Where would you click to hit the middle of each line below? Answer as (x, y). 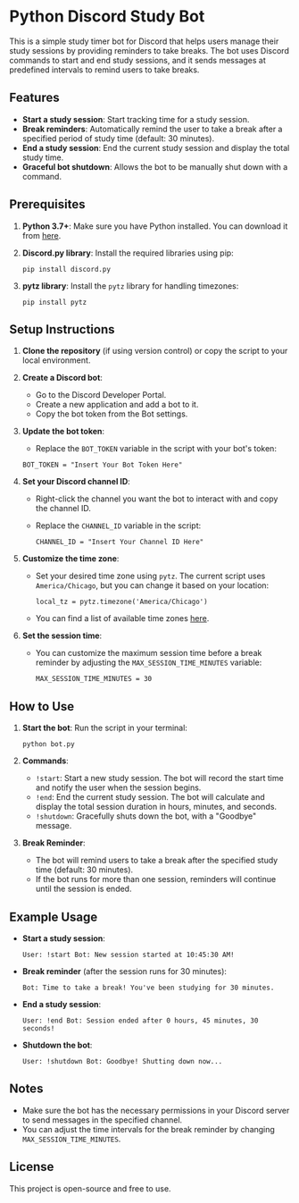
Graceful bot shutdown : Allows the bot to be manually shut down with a (155, 166)
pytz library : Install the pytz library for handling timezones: (130, 286)
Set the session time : (62, 635)
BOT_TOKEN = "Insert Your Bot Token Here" (102, 465)
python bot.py (48, 745)
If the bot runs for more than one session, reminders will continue (156, 879)
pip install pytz (54, 302)
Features (34, 98)
